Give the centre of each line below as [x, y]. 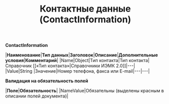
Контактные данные [85, 9]
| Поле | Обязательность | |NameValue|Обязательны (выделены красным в [84, 91]
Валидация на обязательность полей [47, 81]
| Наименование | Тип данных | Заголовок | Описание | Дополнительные [82, 55]
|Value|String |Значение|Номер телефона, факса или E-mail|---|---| [77, 71]
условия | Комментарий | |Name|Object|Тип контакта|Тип [66, 61]
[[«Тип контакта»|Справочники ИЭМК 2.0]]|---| [84, 66]
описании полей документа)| [37, 96]
